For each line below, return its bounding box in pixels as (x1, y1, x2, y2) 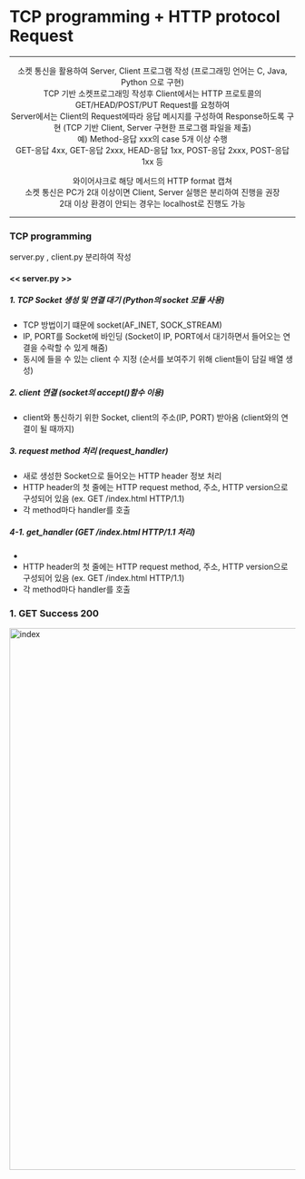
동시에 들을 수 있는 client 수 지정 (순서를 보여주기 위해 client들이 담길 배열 (22, 353, 284, 364)
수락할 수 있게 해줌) (39, 342, 109, 353)
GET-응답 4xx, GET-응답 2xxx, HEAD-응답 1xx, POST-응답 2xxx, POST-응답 (15, 144, 290, 155)
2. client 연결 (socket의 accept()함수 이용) (9, 388, 165, 398)
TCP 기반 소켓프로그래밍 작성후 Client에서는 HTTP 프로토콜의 (43, 88, 262, 99)
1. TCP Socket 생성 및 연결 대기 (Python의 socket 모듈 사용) (9, 295, 225, 306)
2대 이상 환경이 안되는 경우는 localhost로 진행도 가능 (59, 198, 246, 209)
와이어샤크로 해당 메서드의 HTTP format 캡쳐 (72, 175, 233, 186)
